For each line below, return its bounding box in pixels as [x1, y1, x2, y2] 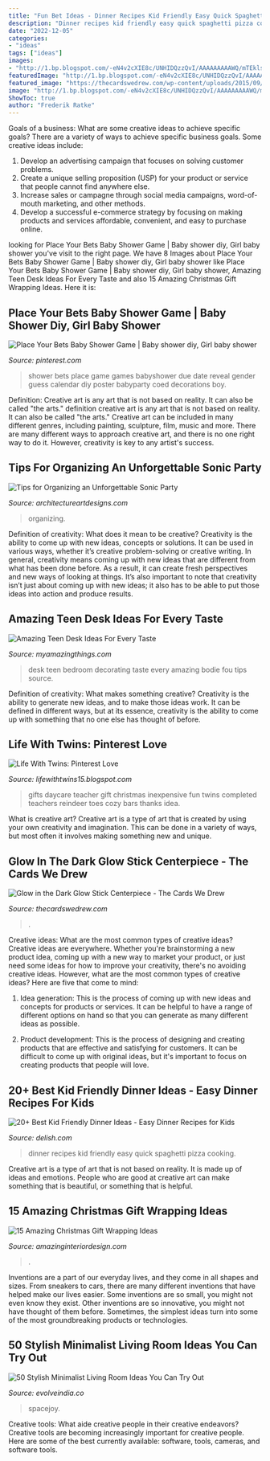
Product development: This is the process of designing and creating [19, 1034, 245, 1045]
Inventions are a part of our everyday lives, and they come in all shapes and [8, 1272, 259, 1282]
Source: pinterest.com [8, 355, 82, 365]
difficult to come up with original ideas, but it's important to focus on [19, 1052, 247, 1062]
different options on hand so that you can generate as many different [19, 1010, 248, 1021]
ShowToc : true [8, 94, 56, 102]
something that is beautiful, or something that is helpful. [8, 1181, 194, 1190]
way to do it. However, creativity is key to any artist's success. [8, 437, 215, 447]
